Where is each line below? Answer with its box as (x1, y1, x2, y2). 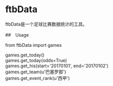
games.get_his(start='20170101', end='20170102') (5, 63, 109, 69)
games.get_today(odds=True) (5, 57, 67, 63)
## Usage (5, 32, 29, 38)
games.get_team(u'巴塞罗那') (5, 69, 66, 75)
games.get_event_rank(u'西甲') (5, 75, 70, 81)
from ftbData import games (5, 42, 62, 48)
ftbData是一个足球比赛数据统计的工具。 (5, 21, 88, 27)
